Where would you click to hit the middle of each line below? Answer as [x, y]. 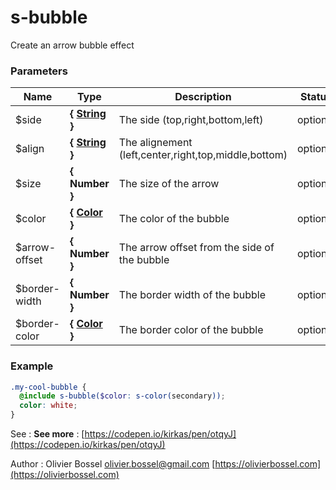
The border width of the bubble [192, 295]
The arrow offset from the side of [196, 248]
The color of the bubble [174, 219]
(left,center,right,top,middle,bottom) [203, 155]
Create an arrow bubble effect [72, 45]
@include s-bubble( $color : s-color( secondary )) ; [122, 396]
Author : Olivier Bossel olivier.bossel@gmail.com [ [113, 464]
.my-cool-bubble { [48, 387]
